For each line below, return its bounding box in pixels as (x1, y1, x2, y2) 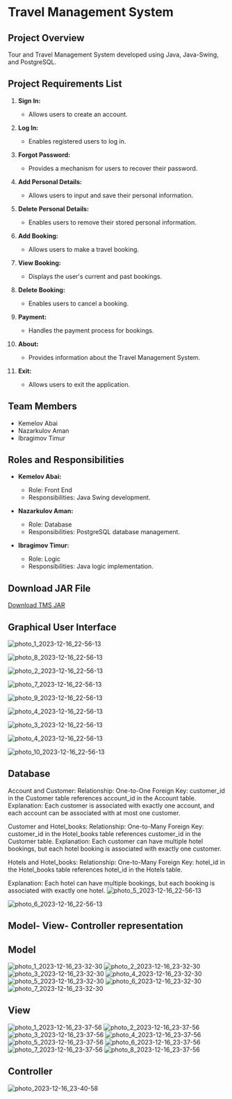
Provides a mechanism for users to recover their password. (28, 164, 198, 172)
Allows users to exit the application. (28, 380, 131, 388)
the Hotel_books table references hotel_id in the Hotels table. (8, 865, 183, 874)
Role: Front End (28, 486, 72, 494)
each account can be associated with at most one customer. (8, 808, 181, 817)
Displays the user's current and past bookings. (28, 272, 163, 280)
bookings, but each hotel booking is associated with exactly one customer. (8, 844, 222, 853)
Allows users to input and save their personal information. (28, 191, 194, 199)
